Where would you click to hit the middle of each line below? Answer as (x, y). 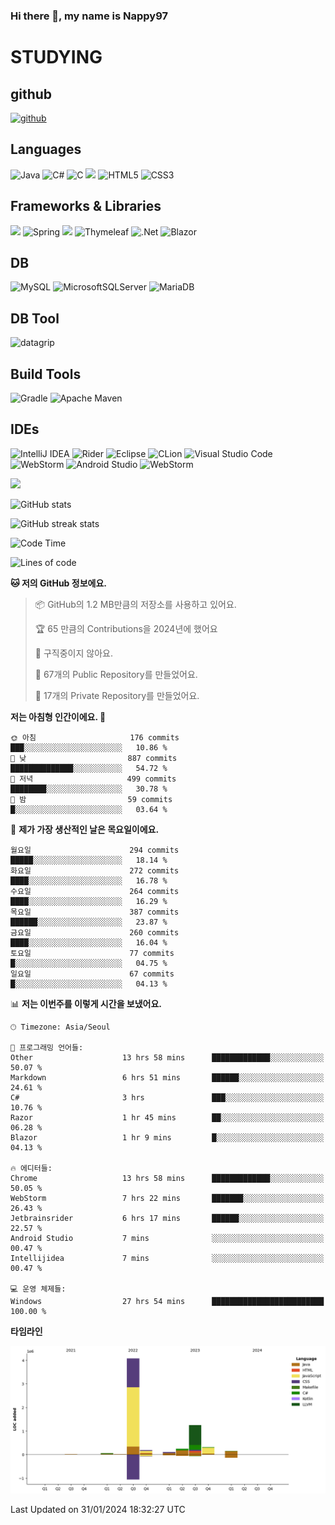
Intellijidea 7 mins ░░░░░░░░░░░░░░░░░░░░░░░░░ (167, 1258)
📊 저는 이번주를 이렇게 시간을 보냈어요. (86, 1003)
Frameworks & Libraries (86, 206)
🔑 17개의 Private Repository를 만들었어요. (117, 695)
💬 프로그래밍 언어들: (47, 1047)
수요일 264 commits (95, 891)
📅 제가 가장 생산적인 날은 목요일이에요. (85, 829)
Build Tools (46, 374)
